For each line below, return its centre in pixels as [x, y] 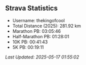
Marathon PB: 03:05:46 [36, 31]
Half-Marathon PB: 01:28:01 [41, 36]
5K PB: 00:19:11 [28, 47]
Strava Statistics [31, 8]
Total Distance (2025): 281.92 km [47, 26]
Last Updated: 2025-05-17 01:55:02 [42, 57]
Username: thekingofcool [38, 20]
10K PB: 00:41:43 [30, 42]
